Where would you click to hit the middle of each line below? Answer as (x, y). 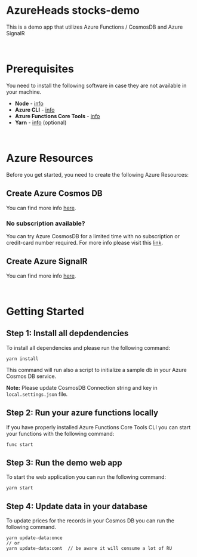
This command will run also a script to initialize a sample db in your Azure (96, 370)
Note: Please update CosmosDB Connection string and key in (82, 387)
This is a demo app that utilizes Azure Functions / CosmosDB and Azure (95, 27)
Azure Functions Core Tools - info (57, 116)
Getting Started (45, 311)
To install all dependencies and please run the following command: (88, 347)
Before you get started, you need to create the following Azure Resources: (98, 174)
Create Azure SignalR (47, 261)
